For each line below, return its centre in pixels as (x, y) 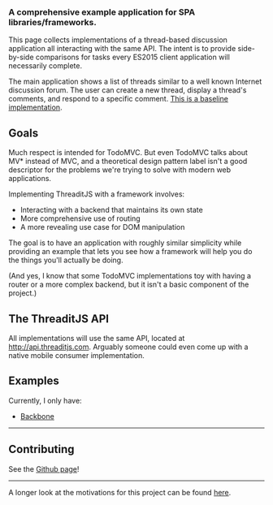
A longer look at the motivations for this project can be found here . (120, 492)
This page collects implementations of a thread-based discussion (118, 40)
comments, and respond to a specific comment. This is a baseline (119, 99)
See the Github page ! (44, 468)
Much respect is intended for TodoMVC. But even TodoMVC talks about (128, 153)
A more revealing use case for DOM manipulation (102, 227)
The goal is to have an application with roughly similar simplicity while (125, 243)
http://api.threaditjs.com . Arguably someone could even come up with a (128, 347)
